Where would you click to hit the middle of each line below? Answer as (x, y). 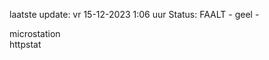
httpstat (25, 44)
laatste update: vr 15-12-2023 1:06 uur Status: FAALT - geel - (134, 14)
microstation (35, 33)
